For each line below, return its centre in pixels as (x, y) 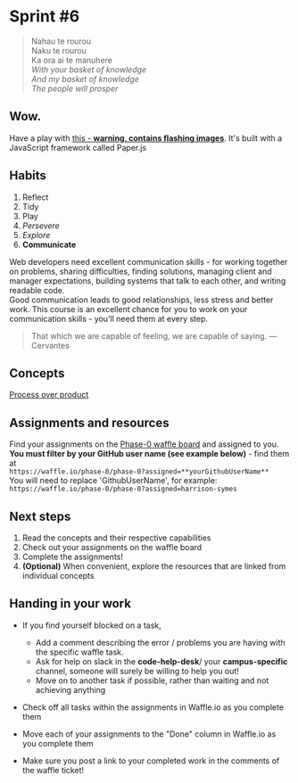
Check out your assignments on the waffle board (112, 547)
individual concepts (58, 576)
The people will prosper (74, 88)
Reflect (35, 197)
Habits (28, 176)
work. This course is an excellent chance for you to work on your (128, 309)
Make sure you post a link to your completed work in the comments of (151, 761)
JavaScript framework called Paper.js (78, 147)
